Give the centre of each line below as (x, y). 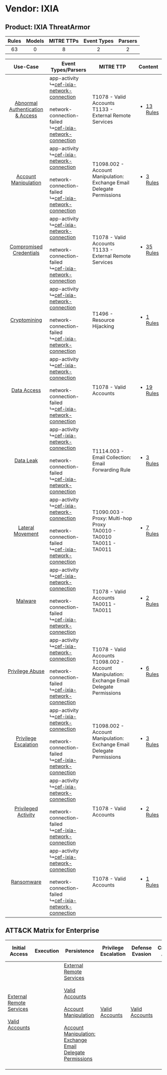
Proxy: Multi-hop (112, 518)
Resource (103, 320)
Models (35, 41)
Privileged (26, 808)
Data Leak (26, 460)
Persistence (80, 951)
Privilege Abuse (26, 671)
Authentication (26, 109)
